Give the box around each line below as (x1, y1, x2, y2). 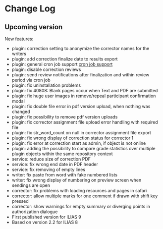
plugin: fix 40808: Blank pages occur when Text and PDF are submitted (11, 88, 158, 93)
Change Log (4, 3, 55, 14)
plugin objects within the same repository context (11, 151, 113, 157)
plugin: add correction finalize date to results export (11, 56, 118, 62)
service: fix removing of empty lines (11, 167, 85, 172)
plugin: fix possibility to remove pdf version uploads (11, 114, 118, 119)
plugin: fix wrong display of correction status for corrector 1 (11, 135, 134, 141)
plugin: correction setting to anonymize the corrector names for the (11, 46, 150, 51)
